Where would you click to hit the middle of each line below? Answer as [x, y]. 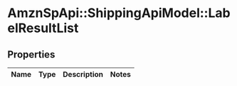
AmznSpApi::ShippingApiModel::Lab [119, 13]
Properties [31, 54]
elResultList [43, 28]
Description [83, 74]
